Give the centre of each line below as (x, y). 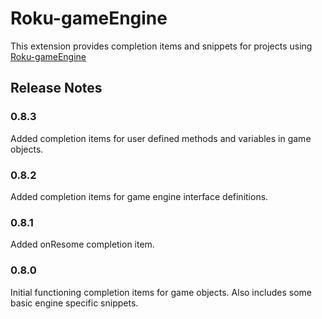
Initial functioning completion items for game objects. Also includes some (161, 292)
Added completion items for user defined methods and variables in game (161, 138)
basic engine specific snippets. (74, 303)
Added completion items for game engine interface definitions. (139, 196)
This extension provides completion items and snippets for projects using (161, 46)
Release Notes (56, 88)
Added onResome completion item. (82, 244)
